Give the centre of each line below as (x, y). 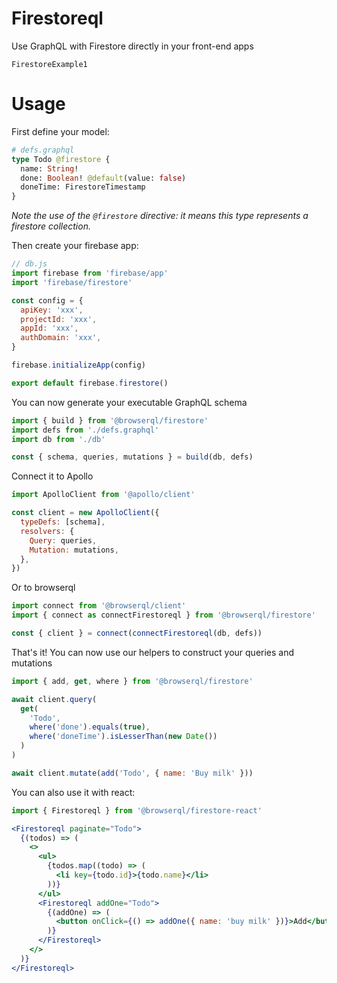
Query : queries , (63, 540)
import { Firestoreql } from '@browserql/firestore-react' (137, 810)
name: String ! (49, 168)
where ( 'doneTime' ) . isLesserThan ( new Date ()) (123, 737)
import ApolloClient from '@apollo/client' (103, 495)
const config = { (47, 300)
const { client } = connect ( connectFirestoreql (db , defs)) (137, 633)
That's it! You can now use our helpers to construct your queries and (153, 652)
